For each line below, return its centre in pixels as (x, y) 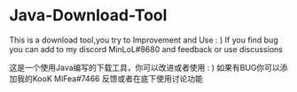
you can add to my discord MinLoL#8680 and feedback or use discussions (146, 49)
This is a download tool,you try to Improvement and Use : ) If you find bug (144, 40)
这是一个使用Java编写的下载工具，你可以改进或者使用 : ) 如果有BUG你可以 (145, 67)
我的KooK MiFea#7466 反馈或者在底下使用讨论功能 (110, 78)
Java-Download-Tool (88, 15)
